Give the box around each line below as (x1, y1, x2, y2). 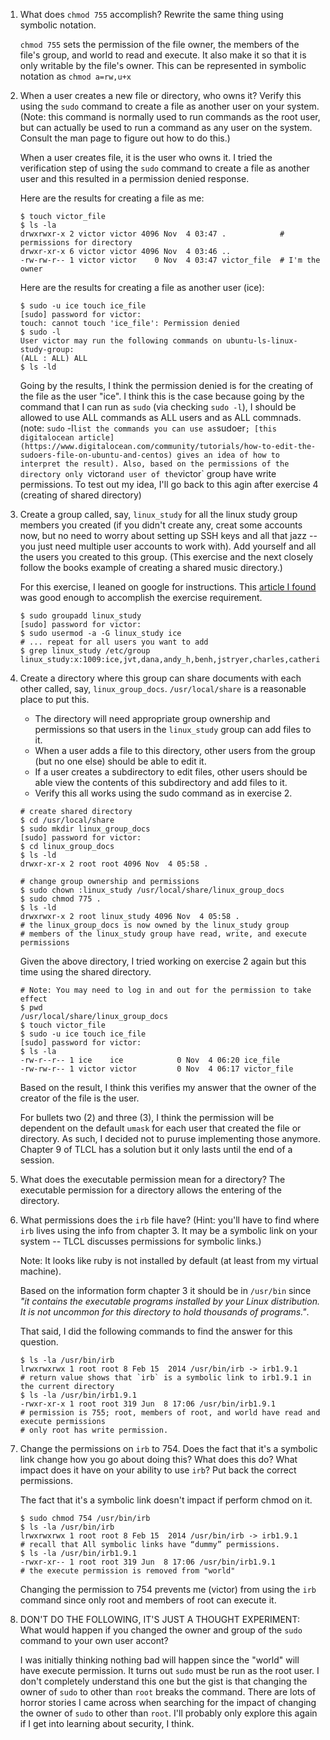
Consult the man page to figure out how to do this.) (19, 132, 231, 144)
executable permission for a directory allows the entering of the (19, 1184, 282, 1196)
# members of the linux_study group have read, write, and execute (19, 929, 307, 939)
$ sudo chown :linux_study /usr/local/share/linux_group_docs (19, 885, 285, 895)
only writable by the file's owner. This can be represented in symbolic (19, 60, 307, 71)
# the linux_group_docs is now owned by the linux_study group (19, 920, 290, 930)
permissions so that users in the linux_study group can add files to (34, 724, 312, 735)
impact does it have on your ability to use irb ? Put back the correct (19, 1464, 297, 1476)
